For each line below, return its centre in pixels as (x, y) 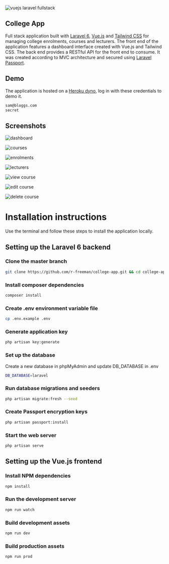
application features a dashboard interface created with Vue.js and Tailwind (83, 46)
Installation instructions (56, 217)
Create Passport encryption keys (47, 412)
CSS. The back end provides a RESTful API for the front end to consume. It (82, 52)
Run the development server (41, 499)
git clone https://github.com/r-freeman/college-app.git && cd (73, 272)
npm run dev (18, 533)
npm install (18, 486)
